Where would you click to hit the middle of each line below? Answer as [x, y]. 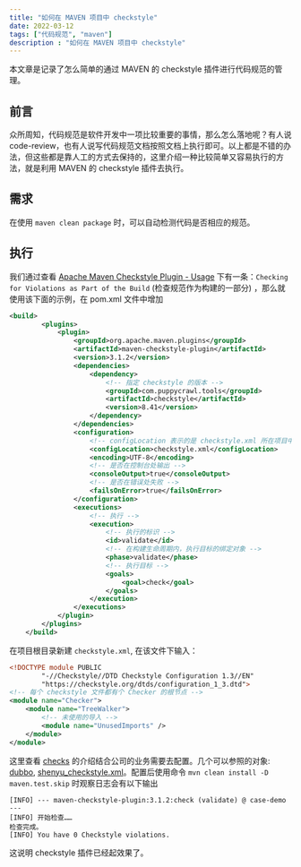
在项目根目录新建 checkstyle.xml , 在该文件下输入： [104, 650]
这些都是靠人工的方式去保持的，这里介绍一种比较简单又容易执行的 [154, 157]
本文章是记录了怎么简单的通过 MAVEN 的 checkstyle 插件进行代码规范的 [142, 69]
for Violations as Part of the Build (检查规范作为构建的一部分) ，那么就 [147, 288]
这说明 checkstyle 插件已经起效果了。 [79, 853]
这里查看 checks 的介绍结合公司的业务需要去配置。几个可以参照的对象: [140, 760]
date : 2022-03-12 [42, 26]
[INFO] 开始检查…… [41, 817]
